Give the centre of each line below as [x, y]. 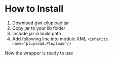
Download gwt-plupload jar [41, 23]
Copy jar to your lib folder [39, 28]
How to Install [34, 9]
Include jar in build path [36, 33]
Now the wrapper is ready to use [39, 53]
